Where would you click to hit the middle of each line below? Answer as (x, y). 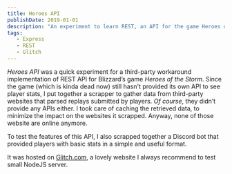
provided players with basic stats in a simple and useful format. (97, 144)
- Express (30, 39)
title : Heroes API (33, 13)
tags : (15, 33)
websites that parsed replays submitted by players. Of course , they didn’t (112, 101)
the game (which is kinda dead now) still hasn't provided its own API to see (114, 86)
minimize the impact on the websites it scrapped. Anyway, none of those (110, 115)
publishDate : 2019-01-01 (43, 20)
